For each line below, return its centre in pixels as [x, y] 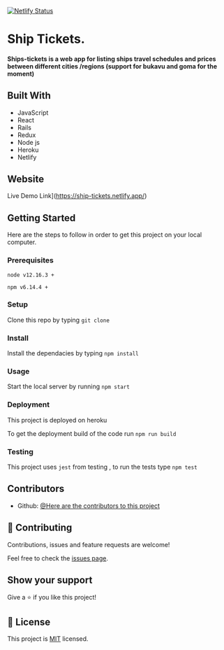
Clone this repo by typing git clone [59, 320]
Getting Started [42, 218]
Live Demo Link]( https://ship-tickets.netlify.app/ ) [77, 196]
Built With [29, 96]
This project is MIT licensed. [48, 639]
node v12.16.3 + [31, 275]
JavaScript [33, 113]
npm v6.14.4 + [28, 287]
